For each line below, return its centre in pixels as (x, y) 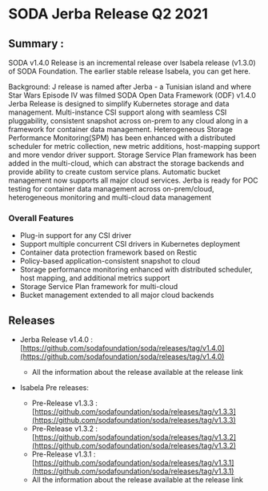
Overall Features (41, 218)
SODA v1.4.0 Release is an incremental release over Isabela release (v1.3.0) (132, 62)
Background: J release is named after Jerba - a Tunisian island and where (130, 87)
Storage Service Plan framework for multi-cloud (99, 287)
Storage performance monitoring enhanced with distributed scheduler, (136, 270)
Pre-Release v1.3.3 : (65, 403)
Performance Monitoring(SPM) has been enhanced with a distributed (122, 138)
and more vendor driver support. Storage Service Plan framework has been (133, 155)
